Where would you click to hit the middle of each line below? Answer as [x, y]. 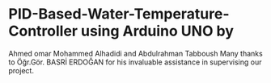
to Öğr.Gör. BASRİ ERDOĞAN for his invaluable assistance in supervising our [135, 62]
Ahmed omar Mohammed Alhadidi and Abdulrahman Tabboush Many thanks [135, 53]
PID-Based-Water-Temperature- [119, 14]
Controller [43, 31]
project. [21, 70]
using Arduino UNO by [157, 31]
